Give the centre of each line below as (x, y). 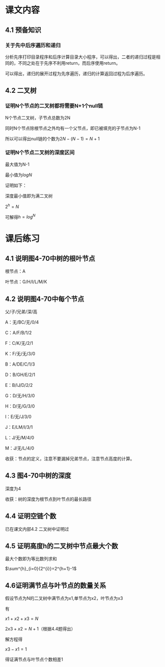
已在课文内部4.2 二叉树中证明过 (37, 529)
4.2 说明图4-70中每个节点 (45, 299)
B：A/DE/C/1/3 (20, 364)
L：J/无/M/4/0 (20, 437)
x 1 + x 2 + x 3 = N (22, 619)
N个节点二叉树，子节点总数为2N (38, 118)
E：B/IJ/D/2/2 (19, 385)
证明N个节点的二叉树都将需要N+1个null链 (54, 106)
